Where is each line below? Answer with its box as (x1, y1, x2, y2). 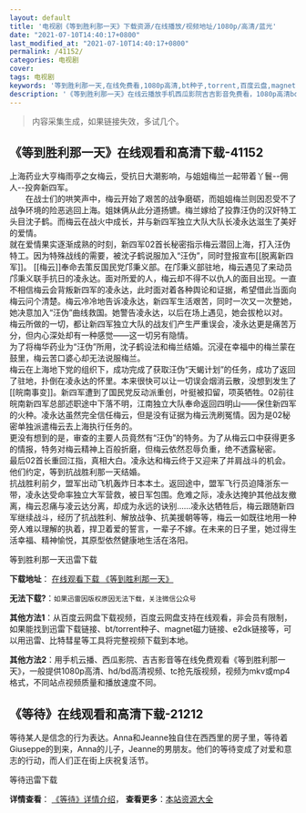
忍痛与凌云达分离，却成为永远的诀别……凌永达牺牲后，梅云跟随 (40, 501, 280, 512)
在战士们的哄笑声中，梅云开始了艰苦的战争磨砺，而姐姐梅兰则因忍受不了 (25, 193, 297, 205)
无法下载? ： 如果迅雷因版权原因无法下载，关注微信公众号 (9, 593, 197, 604)
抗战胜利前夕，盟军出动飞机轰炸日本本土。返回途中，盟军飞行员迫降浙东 (9, 478, 280, 489)
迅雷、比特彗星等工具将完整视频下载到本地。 (25, 635, 193, 646)
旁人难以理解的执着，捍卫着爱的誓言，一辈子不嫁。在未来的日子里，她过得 (9, 523, 289, 534)
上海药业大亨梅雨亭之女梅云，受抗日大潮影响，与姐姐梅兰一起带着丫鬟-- (9, 170, 280, 182)
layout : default (9, 13, 71, 23)
